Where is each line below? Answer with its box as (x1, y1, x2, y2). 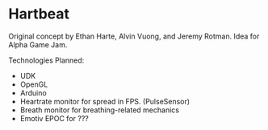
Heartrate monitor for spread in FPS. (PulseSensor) (19, 96, 191, 106)
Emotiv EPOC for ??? (19, 113, 89, 123)
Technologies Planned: (8, 55, 85, 65)
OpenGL (19, 79, 48, 89)
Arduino (19, 87, 47, 97)
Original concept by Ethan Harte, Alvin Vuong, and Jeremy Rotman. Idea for (8, 31, 260, 41)
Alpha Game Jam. (8, 39, 68, 49)
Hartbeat (8, 5, 70, 23)
